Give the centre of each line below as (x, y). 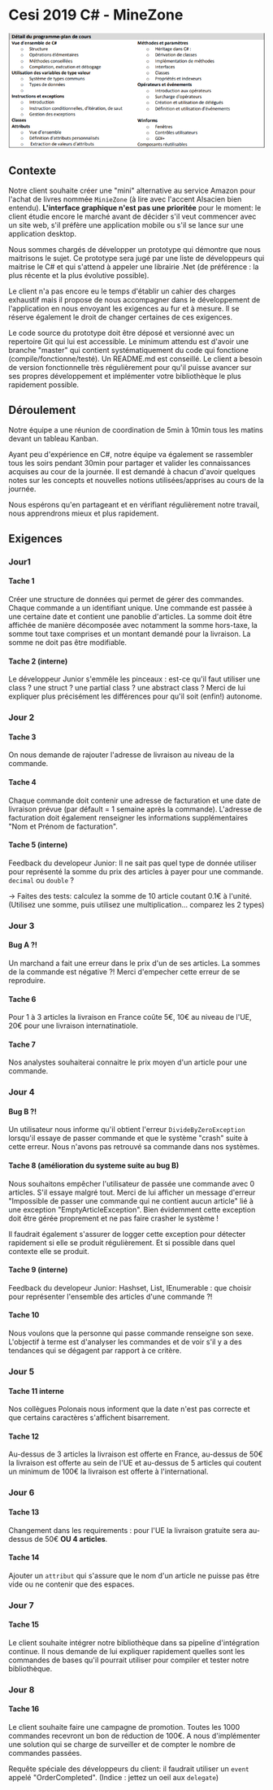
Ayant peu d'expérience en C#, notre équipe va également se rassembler (131, 454)
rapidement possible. (44, 385)
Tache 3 (22, 737)
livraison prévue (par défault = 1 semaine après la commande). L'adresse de (135, 809)
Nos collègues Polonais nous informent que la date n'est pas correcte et (129, 1409)
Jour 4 (22, 1092)
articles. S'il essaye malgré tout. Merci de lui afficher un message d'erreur (132, 1192)
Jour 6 (22, 1492)
